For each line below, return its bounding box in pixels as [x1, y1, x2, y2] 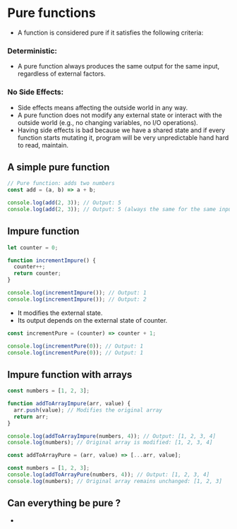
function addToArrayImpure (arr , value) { [7, 400, 131, 408]
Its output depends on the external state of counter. [17, 316, 168, 324]
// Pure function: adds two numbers [7, 180, 115, 187]
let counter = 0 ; [7, 244, 59, 251]
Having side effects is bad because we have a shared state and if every [17, 126, 226, 134]
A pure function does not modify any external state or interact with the [17, 111, 222, 119]
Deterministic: [7, 46, 58, 56]
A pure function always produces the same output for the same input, [17, 62, 220, 71]
